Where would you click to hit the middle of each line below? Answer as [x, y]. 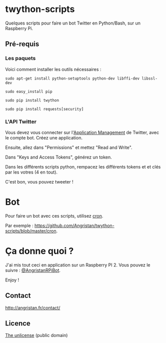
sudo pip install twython [32, 100]
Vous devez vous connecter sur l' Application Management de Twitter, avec [82, 132]
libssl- [149, 78]
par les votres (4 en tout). [31, 172]
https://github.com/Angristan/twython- [74, 225]
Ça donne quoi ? [39, 251]
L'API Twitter [21, 121]
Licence [18, 323]
